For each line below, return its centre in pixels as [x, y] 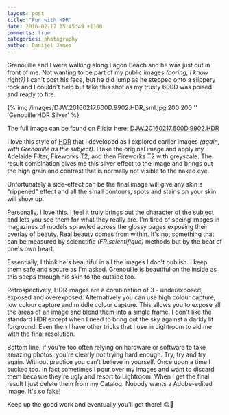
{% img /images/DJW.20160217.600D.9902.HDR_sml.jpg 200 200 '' [102, 108]
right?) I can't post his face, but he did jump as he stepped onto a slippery [111, 79]
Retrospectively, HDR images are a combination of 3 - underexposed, [105, 290]
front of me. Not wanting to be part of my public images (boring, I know [108, 72]
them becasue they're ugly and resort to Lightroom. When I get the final [108, 376]
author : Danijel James [39, 45]
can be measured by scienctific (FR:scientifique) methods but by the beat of [115, 241]
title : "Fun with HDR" [39, 20]
